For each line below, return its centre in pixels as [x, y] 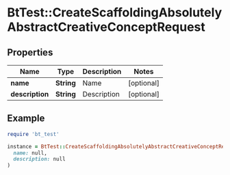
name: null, [30, 153]
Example [26, 119]
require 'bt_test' [33, 134]
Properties [30, 52]
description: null [40, 159]
